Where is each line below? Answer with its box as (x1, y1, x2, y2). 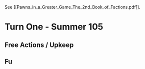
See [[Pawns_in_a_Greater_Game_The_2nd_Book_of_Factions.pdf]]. (4, 4, 141, 10)
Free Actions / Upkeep (4, 41, 74, 49)
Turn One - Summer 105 (4, 22, 103, 32)
